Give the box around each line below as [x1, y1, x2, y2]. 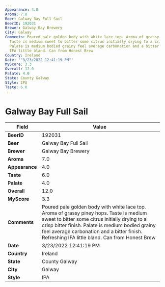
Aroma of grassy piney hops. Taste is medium [41, 209, 147, 216]
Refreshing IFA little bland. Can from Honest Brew [41, 234, 156, 241]
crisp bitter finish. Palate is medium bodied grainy [41, 222, 156, 229]
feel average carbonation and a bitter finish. [41, 228, 142, 235]
